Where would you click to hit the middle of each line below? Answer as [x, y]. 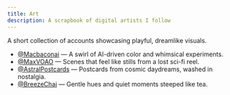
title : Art [23, 14]
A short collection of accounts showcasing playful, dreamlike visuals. [107, 40]
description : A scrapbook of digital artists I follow [89, 20]
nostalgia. [32, 76]
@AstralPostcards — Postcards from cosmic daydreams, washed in [115, 69]
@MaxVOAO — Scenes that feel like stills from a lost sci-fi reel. [108, 61]
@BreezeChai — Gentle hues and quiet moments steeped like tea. [113, 84]
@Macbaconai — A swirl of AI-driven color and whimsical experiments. [120, 54]
